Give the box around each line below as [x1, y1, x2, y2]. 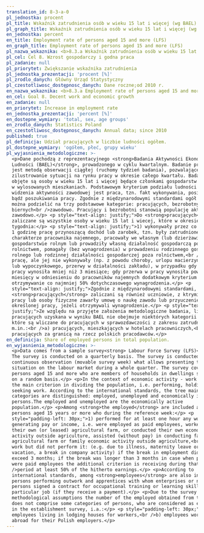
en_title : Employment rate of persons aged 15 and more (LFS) [6, 37, 167, 43]
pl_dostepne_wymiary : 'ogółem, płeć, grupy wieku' [6, 144, 137, 151]
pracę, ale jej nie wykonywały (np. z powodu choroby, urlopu [12, 258, 172, 264]
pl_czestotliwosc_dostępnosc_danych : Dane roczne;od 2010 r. [6, 83, 165, 89]
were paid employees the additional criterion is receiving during [12, 461, 186, 467]
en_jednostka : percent [6, 32, 64, 38]
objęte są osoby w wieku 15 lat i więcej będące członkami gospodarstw [12, 179, 197, 185]
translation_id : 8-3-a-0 [6, 9, 69, 15]
